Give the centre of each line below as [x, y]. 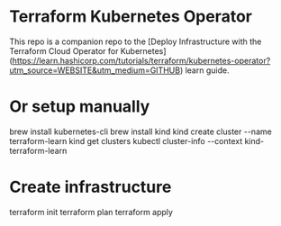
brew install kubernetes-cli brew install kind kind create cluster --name [140, 131]
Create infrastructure [91, 187]
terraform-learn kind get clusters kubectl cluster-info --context [126, 140]
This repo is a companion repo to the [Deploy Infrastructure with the [136, 41]
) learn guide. [204, 70]
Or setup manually [80, 107]
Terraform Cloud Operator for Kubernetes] [88, 50]
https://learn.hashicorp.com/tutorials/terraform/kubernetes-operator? [141, 60]
